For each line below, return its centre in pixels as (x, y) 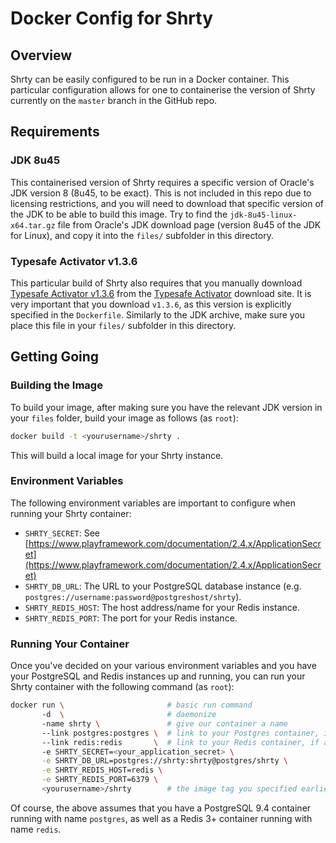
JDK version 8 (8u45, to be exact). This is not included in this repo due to (161, 193)
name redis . (36, 829)
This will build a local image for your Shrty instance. (117, 455)
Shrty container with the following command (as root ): (122, 687)
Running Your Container (70, 644)
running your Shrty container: (71, 513)
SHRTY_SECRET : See (62, 533)
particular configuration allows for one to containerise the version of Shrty (163, 90)
